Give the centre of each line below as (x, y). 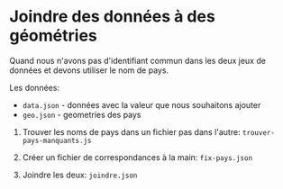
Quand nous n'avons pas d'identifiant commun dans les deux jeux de (137, 60)
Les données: (35, 87)
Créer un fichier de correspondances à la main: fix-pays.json (137, 157)
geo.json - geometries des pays (82, 114)
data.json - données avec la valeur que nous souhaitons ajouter (141, 104)
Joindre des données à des (113, 17)
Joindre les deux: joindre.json (80, 175)
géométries (53, 36)
